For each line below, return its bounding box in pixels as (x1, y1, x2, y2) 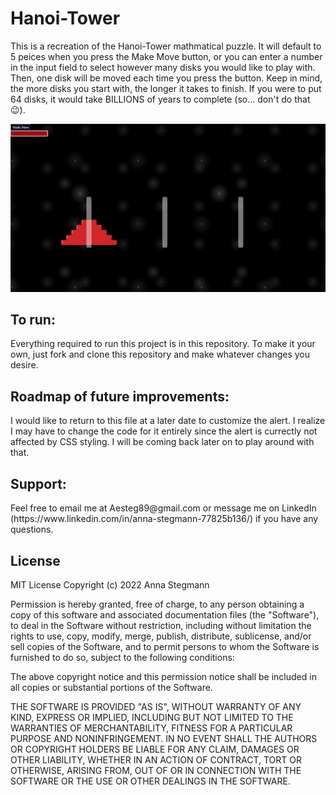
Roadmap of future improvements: (10, 388, 230, 405)
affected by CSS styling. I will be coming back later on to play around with (10, 436, 315, 448)
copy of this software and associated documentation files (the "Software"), (10, 608, 320, 621)
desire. (10, 359, 39, 371)
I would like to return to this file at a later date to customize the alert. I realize (10, 415, 326, 427)
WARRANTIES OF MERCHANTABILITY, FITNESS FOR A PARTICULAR (10, 722, 293, 734)
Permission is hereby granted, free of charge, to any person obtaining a (10, 598, 305, 610)
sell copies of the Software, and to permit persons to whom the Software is (10, 640, 320, 652)
